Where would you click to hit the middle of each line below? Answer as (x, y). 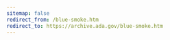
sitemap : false (28, 13)
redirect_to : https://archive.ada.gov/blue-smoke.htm (85, 26)
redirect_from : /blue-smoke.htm (52, 20)
